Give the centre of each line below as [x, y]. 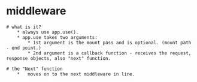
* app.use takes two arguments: [57, 37]
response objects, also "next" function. [59, 58]
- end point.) [24, 48]
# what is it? [24, 27]
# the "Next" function [34, 69]
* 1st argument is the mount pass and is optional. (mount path [110, 42]
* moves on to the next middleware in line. [76, 74]
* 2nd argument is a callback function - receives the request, [110, 53]
